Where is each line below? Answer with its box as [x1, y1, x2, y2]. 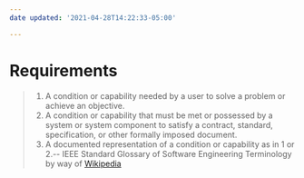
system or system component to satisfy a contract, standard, [44, 119, 274, 130]
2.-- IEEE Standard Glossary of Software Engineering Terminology [44, 148, 292, 159]
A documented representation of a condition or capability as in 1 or [44, 138, 295, 150]
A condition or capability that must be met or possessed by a [44, 110, 274, 121]
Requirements [9, 60, 118, 81]
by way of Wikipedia [44, 158, 122, 169]
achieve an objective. [44, 100, 125, 111]
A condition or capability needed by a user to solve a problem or [44, 90, 286, 101]
